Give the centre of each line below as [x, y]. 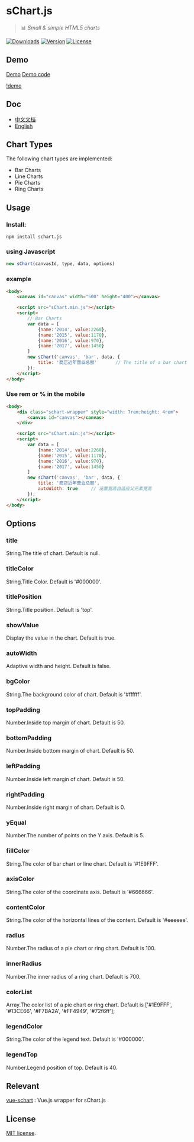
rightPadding [25, 794]
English [24, 126]
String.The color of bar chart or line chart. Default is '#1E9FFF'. [82, 864]
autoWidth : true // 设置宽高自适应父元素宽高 [95, 489]
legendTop [22, 1054]
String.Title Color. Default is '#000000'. [54, 582]
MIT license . [21, 1133]
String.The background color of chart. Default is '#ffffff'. [74, 694]
